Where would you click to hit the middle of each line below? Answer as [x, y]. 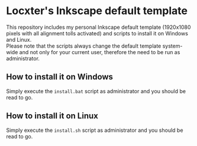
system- [172, 46]
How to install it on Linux [52, 116]
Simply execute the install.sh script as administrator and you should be [95, 130]
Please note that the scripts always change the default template [84, 46]
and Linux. [19, 39]
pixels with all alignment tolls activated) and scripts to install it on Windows [97, 33]
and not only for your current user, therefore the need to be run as [100, 52]
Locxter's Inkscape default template [97, 11]
